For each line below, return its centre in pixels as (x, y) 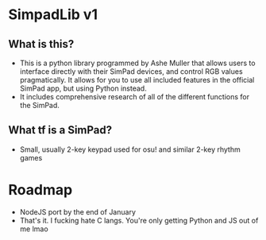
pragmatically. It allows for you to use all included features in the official (137, 80)
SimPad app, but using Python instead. (83, 88)
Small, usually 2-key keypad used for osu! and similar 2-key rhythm (130, 149)
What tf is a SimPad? (60, 130)
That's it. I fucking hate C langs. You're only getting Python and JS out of (139, 220)
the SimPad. (39, 105)
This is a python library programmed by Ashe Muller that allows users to (137, 63)
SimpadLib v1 (53, 15)
